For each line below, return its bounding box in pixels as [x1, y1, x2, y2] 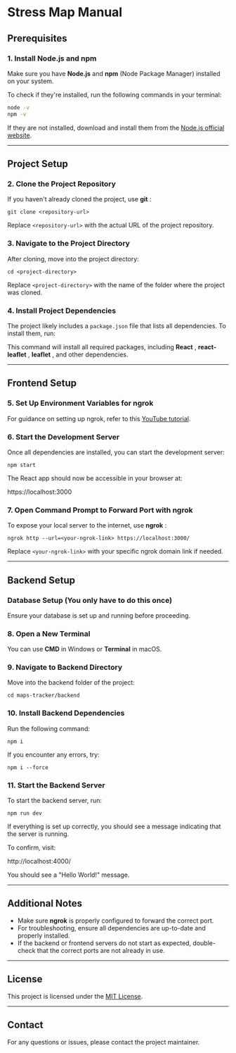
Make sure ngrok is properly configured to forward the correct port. [17, 916, 214, 925]
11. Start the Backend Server [7, 780, 105, 790]
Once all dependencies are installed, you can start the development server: [7, 448, 225, 456]
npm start [7, 461, 37, 468]
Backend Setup [7, 574, 76, 586]
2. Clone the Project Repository [7, 179, 116, 189]
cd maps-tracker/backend [7, 692, 80, 699]
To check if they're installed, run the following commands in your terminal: [7, 90, 222, 99]
